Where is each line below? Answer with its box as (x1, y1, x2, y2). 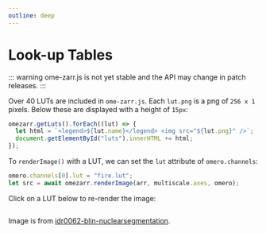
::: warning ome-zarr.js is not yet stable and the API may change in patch (8, 72, 246, 82)
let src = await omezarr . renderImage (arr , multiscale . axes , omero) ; (8, 179, 240, 187)
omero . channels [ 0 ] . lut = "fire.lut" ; (8, 172, 133, 180)
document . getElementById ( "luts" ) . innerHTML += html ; (15, 134, 194, 143)
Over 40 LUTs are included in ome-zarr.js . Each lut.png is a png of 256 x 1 (8, 96, 256, 106)
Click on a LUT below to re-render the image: (8, 193, 156, 203)
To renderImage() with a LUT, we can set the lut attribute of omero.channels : (8, 157, 258, 166)
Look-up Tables (8, 45, 114, 64)
